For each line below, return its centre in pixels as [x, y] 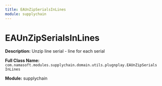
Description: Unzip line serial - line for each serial [55, 51]
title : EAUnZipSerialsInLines [36, 9]
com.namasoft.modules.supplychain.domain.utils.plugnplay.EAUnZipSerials [81, 65]
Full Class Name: [22, 60]
